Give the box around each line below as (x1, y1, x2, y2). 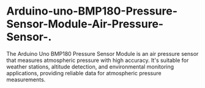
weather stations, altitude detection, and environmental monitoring (6, 63, 174, 70)
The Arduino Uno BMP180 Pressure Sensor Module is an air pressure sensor (6, 50, 199, 57)
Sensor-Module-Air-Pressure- (6, 17, 164, 31)
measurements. (6, 76, 46, 83)
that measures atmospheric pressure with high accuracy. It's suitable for (6, 56, 189, 64)
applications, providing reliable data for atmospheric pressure (6, 69, 162, 76)
